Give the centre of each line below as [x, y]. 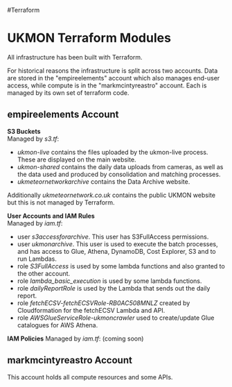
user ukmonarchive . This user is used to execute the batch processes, [117, 244]
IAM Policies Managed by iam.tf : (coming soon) [75, 338]
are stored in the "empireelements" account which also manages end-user [114, 78]
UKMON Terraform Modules [89, 38]
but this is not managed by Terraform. [61, 202]
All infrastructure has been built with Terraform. [75, 57]
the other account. [44, 273]
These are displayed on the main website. [77, 160]
